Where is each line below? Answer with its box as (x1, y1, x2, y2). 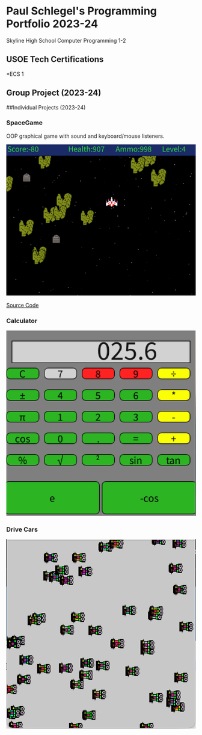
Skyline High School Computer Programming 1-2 (6, 37, 126, 44)
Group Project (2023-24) (6, 88, 102, 98)
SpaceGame (6, 118, 43, 127)
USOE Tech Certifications (6, 54, 104, 64)
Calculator (6, 316, 38, 325)
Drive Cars (6, 525, 38, 534)
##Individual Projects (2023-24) (6, 103, 86, 111)
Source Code (6, 301, 39, 309)
